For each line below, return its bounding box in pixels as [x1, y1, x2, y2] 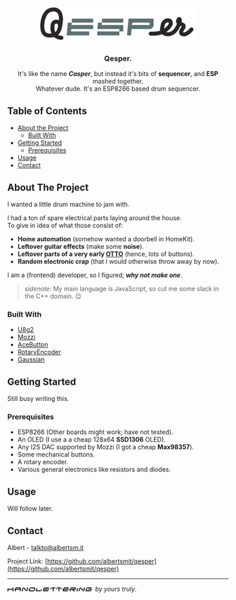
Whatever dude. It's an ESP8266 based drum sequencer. [35, 84, 201, 93]
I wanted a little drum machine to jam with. [7, 200, 130, 208]
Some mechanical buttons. [17, 450, 96, 459]
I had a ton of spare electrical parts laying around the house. [7, 213, 182, 222]
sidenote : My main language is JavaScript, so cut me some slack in [24, 284, 219, 293]
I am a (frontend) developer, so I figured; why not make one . [7, 271, 183, 279]
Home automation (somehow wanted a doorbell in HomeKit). [17, 234, 195, 243]
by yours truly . [94, 585, 137, 593]
